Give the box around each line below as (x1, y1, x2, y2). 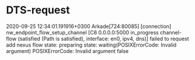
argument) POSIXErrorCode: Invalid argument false (6, 47, 129, 54)
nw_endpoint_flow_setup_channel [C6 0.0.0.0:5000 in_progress (6, 29, 159, 36)
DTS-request (6, 3, 70, 17)
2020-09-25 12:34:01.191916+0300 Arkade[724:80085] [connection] (6, 23, 172, 30)
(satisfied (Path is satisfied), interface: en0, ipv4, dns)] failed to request (18, 35, 189, 42)
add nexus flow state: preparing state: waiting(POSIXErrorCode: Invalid (6, 41, 177, 48)
